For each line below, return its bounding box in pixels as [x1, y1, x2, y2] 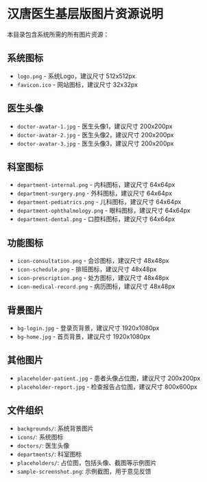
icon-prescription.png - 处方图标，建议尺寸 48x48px [16, 274, 169, 282]
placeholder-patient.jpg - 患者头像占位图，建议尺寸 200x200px [16, 374, 201, 382]
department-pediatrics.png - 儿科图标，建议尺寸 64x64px [16, 198, 182, 206]
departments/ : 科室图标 [16, 450, 82, 458]
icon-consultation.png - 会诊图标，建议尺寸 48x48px [16, 257, 169, 265]
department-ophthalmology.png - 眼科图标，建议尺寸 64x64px [16, 207, 191, 215]
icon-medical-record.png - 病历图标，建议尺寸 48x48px [16, 282, 175, 290]
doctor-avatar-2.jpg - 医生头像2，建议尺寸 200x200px [16, 130, 174, 139]
